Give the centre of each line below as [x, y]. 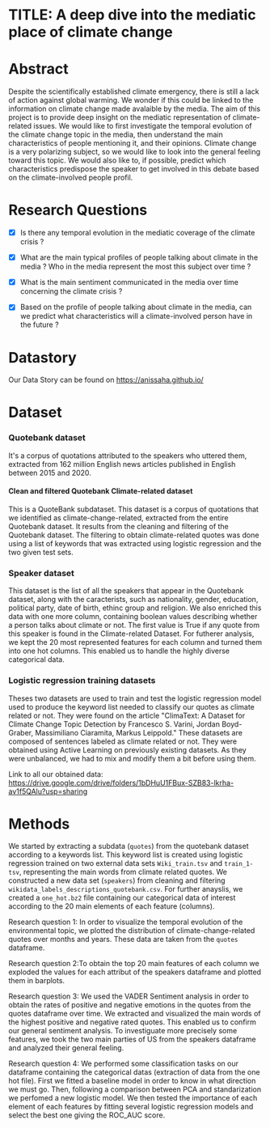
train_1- [239, 864]
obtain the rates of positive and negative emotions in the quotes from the [130, 1005]
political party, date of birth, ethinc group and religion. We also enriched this [135, 608]
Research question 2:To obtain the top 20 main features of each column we [134, 964]
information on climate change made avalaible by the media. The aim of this [135, 109]
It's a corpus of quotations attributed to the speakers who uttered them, [128, 456]
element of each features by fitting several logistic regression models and [131, 1107]
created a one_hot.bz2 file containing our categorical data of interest [122, 898]
